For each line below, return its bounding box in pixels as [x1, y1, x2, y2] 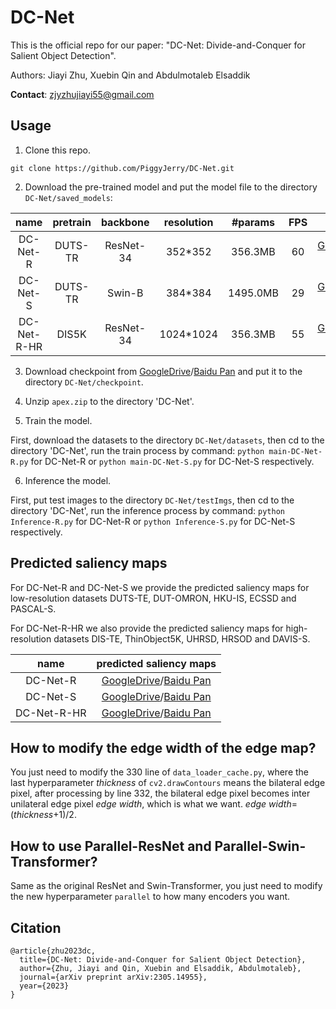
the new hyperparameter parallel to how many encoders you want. [10, 891, 291, 903]
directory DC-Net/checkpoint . [24, 376, 144, 388]
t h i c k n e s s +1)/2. [13, 809, 77, 821]
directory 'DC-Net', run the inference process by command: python [10, 504, 285, 516]
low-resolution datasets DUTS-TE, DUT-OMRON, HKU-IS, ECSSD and [10, 592, 297, 604]
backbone [100, 215, 150, 229]
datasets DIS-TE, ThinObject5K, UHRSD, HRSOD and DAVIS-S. [53, 632, 311, 645]
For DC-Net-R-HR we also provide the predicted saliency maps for [10, 622, 284, 634]
